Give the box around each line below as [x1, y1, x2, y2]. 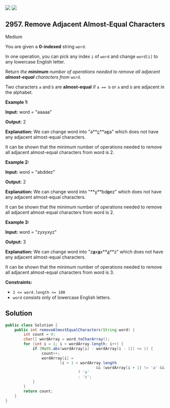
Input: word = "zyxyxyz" [5, 229, 57, 235]
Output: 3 [5, 239, 26, 245]
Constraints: [5, 279, 32, 285]
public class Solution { [5, 323, 58, 328]
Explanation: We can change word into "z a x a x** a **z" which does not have [5, 248, 163, 255]
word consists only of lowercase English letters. [12, 294, 111, 300]
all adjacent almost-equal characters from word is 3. [5, 269, 114, 275]
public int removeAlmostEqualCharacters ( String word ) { [14, 327, 135, 332]
